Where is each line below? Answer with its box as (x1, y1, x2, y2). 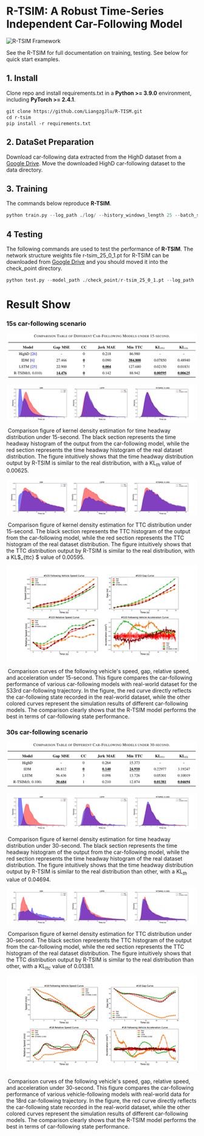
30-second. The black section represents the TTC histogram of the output (6, 937, 192, 944)
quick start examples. (6, 55, 60, 63)
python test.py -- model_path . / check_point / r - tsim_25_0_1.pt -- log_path (6, 277, 194, 283)
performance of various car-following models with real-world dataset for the (6, 680, 197, 688)
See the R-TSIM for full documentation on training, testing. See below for (6, 49, 188, 56)
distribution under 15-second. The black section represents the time (6, 433, 176, 440)
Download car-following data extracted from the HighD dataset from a (6, 153, 182, 161)
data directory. (6, 166, 43, 173)
